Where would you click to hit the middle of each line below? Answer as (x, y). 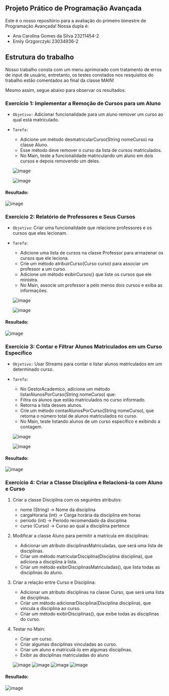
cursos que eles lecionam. (40, 233)
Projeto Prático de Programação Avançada (73, 8)
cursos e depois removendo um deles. (60, 161)
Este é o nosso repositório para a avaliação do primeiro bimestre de (76, 20)
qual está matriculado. (36, 119)
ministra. (29, 280)
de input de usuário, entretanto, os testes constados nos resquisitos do (79, 75)
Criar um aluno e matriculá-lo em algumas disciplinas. (76, 650)
